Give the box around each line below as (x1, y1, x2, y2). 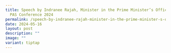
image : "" (5, 36, 26, 41)
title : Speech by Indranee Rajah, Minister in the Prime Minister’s (5, 7, 154, 13)
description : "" (5, 31, 40, 36)
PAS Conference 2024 (10, 12, 53, 17)
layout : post (5, 26, 33, 31)
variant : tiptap (5, 40, 40, 45)
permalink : (5, 17, 28, 22)
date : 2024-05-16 (5, 21, 42, 27)
